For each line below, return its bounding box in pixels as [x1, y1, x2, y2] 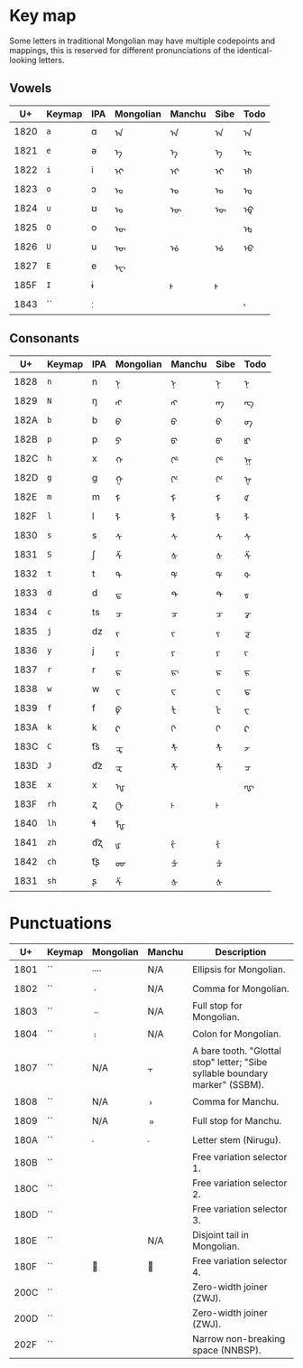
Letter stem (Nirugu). [192, 1133, 281, 1146]
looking [9, 54, 38, 65]
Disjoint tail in [192, 1228, 250, 1241]
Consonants [9, 331, 79, 346]
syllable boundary [192, 1067, 269, 1080]
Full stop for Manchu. [192, 1114, 282, 1127]
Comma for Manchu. [192, 1095, 280, 1108]
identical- [237, 44, 273, 55]
